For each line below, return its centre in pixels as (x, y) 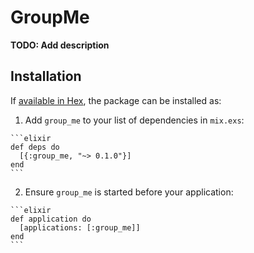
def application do (51, 219)
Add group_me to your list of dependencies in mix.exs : (134, 120)
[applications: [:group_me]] (80, 227)
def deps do (35, 147)
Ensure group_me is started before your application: (129, 192)
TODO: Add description (60, 45)
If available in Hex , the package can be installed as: (116, 100)
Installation (46, 76)
